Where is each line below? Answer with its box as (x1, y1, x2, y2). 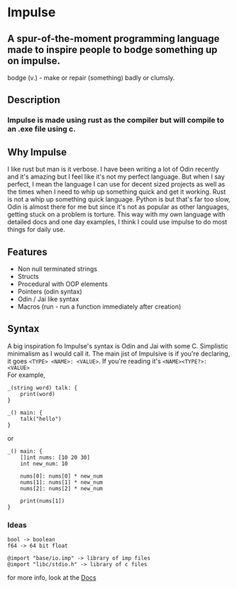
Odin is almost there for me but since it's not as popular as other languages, (7, 203, 229, 211)
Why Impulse (7, 146, 67, 158)
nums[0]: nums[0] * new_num (20, 473, 103, 480)
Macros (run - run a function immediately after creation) (17, 302, 182, 311)
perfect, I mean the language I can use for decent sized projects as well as (7, 180, 226, 189)
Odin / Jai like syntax (17, 294, 79, 303)
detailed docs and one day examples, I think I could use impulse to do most (7, 218, 228, 226)
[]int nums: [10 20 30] (20, 453, 91, 461)
